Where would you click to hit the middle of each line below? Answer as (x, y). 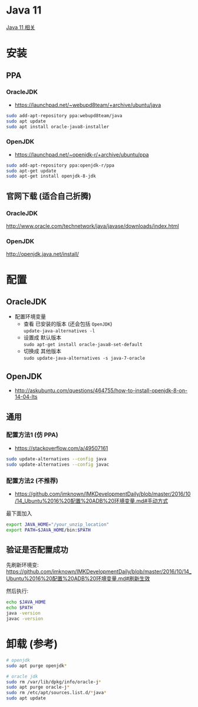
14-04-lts (26, 397)
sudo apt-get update (32, 171)
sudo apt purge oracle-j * (38, 687)
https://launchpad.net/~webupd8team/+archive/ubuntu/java (88, 105)
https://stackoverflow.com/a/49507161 (61, 448)
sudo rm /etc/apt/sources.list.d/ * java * (57, 693)
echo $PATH (19, 608)
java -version (24, 613)
